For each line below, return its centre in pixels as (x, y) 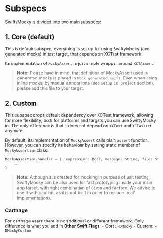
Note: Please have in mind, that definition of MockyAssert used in (82, 73)
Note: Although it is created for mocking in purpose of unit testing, (83, 177)
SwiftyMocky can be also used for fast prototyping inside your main (85, 183)
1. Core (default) (30, 37)
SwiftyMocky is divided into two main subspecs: (53, 22)
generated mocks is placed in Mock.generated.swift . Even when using (87, 78)
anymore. (15, 130)
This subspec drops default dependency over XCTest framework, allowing (79, 115)
